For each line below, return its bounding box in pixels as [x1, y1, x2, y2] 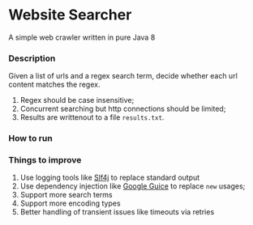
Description [8, 53, 56, 64]
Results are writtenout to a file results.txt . [19, 112, 165, 122]
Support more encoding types [19, 198, 121, 208]
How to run [8, 133, 53, 144]
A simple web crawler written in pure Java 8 [8, 32, 156, 42]
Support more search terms [19, 190, 113, 200]
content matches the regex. [8, 79, 101, 90]
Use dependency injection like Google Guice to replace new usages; [19, 181, 246, 191]
